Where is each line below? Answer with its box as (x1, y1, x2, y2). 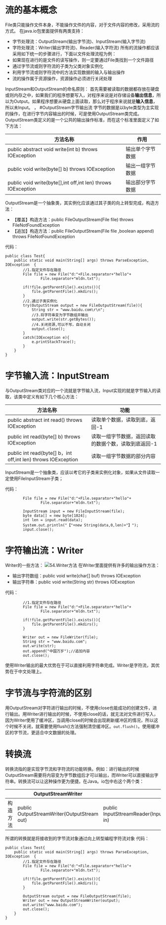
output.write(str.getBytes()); (31, 317, 96, 322)
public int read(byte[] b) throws (7, 433, 81, 440)
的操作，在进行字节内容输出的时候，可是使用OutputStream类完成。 (5, 111, 142, 117)
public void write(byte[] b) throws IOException (7, 165, 115, 172)
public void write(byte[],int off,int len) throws (7, 179, 112, 186)
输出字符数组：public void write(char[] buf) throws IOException (12, 572, 141, 578)
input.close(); (23, 527, 54, 532)
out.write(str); (23, 643, 56, 648)
